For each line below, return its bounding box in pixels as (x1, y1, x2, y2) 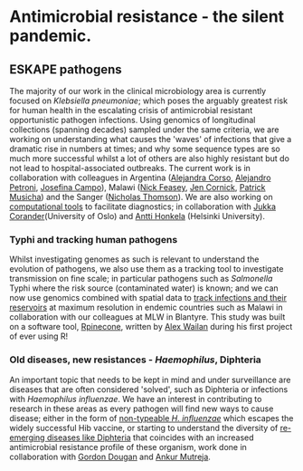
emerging (9, 432, 45, 443)
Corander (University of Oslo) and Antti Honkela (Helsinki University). (9, 211, 265, 221)
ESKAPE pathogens (9, 62, 122, 77)
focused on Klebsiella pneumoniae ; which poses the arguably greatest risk (9, 95, 288, 106)
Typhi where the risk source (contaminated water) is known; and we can (9, 283, 279, 293)
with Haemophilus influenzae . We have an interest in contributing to (9, 393, 262, 404)
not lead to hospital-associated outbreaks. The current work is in (9, 163, 251, 173)
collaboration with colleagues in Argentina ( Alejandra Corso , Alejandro (9, 172, 271, 183)
